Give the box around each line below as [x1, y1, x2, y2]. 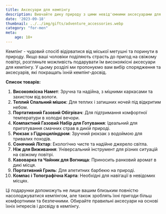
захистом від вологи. [12, 93, 58, 99]
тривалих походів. [12, 135, 52, 141]
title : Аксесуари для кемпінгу [5, 7, 70, 12]
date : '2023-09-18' [5, 16, 46, 21]
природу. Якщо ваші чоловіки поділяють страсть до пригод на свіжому [5, 53, 157, 59]
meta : [5, 30, 17, 35]
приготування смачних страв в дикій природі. [12, 125, 111, 131]
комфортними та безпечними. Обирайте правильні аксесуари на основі [5, 198, 158, 204]
